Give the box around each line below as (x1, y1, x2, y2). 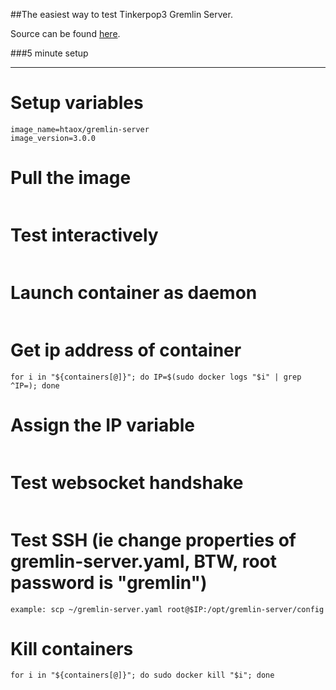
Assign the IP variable (10, 414, 196, 436)
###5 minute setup (10, 47, 89, 59)
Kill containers (10, 637, 134, 660)
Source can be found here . (10, 28, 121, 39)
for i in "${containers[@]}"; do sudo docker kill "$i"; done (10, 670, 275, 681)
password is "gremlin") (10, 571, 208, 594)
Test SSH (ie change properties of (10, 529, 297, 551)
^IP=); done (10, 380, 60, 391)
